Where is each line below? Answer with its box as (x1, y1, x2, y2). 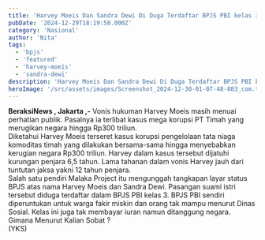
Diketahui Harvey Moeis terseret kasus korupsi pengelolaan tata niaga (8, 132, 236, 141)
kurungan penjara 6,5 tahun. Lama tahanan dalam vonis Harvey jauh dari (8, 157, 244, 167)
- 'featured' (15, 56, 58, 64)
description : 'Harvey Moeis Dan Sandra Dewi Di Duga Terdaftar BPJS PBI (8, 77, 252, 85)
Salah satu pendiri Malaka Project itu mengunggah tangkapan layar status (8, 174, 248, 183)
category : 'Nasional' (8, 26, 80, 34)
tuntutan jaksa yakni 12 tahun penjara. (8, 165, 132, 174)
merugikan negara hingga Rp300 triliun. (8, 123, 138, 133)
